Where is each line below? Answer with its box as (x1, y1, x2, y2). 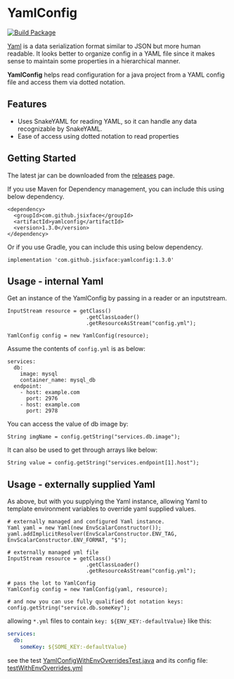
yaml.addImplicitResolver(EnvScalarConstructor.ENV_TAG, (7, 531, 178, 538)
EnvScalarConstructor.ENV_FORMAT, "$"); (7, 537, 128, 544)
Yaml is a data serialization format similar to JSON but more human (7, 42, 201, 50)
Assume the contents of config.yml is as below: (7, 345, 146, 353)
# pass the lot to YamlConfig (7, 580, 96, 587)
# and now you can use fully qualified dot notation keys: (7, 598, 184, 606)
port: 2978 (25, 407, 58, 414)
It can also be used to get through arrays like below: (7, 445, 158, 455)
